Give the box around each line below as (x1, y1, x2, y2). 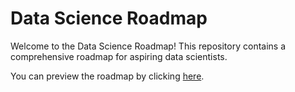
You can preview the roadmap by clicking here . (10, 70, 205, 82)
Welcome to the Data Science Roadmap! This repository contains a (10, 40, 287, 52)
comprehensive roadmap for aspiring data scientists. (10, 50, 228, 62)
